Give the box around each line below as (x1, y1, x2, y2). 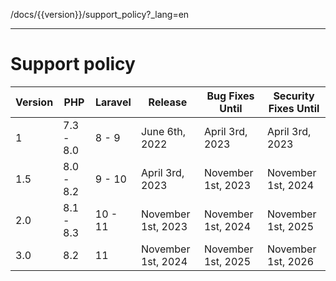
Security (273, 89, 315, 103)
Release (148, 95, 188, 109)
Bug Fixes (206, 89, 255, 103)
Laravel (94, 95, 132, 109)
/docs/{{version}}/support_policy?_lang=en (10, 9, 190, 20)
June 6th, (140, 124, 186, 138)
